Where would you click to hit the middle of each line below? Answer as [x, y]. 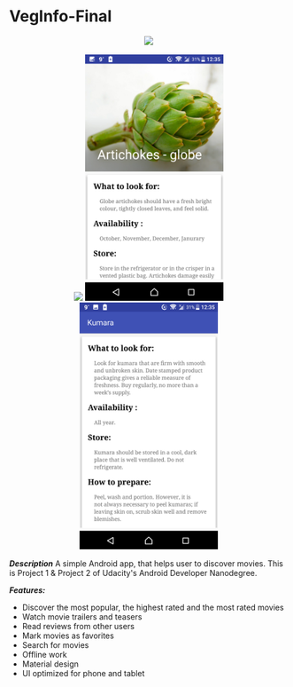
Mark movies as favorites [68, 636]
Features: [27, 590]
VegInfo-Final [61, 16]
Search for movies [55, 644]
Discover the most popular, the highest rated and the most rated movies [153, 607]
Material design [50, 664]
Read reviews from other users [78, 626]
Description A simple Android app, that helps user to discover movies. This [146, 563]
